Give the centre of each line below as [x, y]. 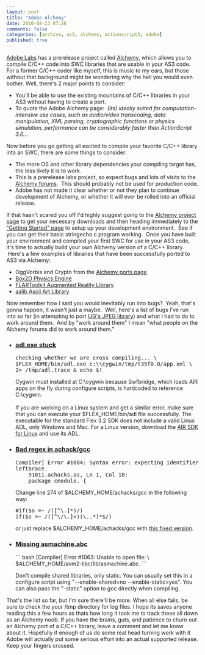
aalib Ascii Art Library [42, 291]
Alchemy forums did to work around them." [60, 329]
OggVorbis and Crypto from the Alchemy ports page [81, 272]
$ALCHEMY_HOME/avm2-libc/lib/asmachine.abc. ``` [81, 564]
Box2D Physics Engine [43, 278]
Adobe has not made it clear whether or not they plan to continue [97, 190]
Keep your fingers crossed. [41, 645]
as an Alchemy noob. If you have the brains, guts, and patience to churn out [102, 620]
